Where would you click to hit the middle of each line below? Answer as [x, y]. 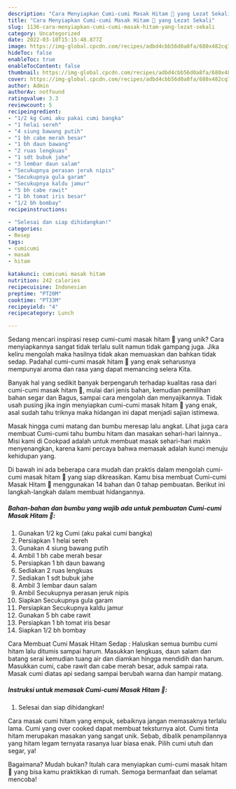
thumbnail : [24, 72]
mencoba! [22, 779]
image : [18, 46]
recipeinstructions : [38, 210]
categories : [25, 229]
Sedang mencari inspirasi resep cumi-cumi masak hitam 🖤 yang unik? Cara [116, 339]
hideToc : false [30, 53]
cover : [18, 79]
